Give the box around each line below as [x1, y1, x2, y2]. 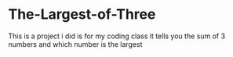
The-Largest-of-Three [8, 5, 156, 23]
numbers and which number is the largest [8, 39, 143, 48]
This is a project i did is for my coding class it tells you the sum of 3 [8, 31, 226, 41]
